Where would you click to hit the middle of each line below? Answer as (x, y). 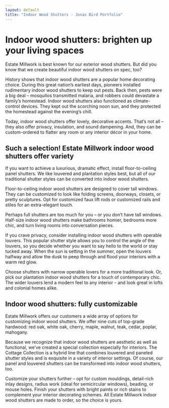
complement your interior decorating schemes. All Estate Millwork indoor (81, 395)
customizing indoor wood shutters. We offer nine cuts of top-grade (75, 322)
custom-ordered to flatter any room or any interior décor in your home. (79, 132)
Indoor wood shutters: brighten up (79, 40)
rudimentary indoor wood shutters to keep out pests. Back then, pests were (84, 90)
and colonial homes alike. (32, 288)
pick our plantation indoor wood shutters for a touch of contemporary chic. (83, 277)
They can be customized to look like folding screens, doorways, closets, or (83, 194)
